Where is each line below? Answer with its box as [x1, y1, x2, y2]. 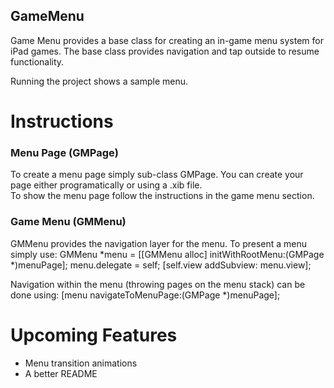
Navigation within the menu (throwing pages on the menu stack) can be [10, 278, 306, 290]
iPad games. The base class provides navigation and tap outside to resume [10, 45, 320, 57]
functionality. [10, 55, 65, 68]
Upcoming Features [10, 324, 178, 346]
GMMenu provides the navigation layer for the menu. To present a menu [10, 237, 308, 249]
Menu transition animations [24, 357, 138, 369]
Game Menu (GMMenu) [10, 215, 127, 229]
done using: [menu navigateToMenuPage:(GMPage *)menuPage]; [10, 289, 281, 301]
